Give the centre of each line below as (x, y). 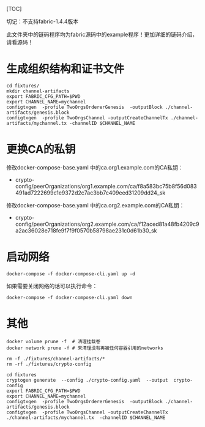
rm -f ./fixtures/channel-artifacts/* (56, 358)
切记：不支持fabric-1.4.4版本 (43, 21)
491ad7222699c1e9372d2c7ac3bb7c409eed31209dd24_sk (90, 193)
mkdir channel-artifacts (38, 91)
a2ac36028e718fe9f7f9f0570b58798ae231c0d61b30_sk (86, 230)
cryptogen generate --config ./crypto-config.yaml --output (87, 380)
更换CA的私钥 (41, 150)
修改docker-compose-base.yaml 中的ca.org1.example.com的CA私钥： (95, 167)
